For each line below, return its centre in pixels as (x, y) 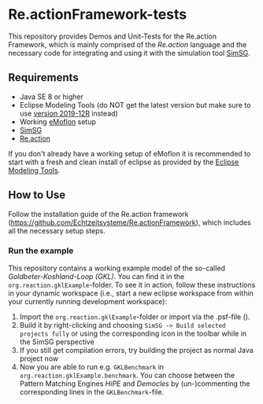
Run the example (41, 251)
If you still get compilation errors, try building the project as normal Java (136, 350)
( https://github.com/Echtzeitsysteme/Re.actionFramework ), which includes (130, 222)
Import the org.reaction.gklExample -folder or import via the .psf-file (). (135, 317)
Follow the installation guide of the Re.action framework (98, 214)
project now (39, 358)
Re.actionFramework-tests (98, 15)
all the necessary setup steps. (57, 230)
